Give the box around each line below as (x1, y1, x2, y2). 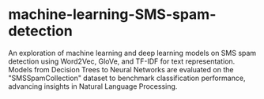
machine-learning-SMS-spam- (8, 5, 217, 24)
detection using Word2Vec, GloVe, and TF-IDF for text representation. (8, 57, 236, 66)
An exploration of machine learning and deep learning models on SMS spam (8, 48, 257, 57)
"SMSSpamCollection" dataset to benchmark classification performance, (8, 73, 246, 82)
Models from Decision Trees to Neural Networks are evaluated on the (8, 64, 234, 74)
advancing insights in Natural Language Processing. (8, 81, 178, 91)
